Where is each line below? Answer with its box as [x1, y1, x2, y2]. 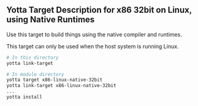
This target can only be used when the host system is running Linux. [6, 42, 179, 50]
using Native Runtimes [6, 15, 95, 25]
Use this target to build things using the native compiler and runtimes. [6, 31, 182, 38]
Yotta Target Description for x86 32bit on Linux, [6, 5, 192, 15]
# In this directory [6, 55, 59, 61]
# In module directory [6, 71, 64, 77]
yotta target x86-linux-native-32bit [6, 77, 103, 83]
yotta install [6, 94, 43, 100]
